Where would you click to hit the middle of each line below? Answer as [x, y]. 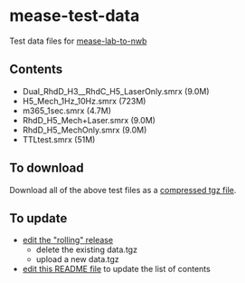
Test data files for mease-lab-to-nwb [78, 41]
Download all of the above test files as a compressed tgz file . [123, 190]
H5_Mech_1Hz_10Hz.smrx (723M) [84, 101]
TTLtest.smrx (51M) [59, 139]
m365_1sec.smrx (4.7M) [66, 111]
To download [47, 168]
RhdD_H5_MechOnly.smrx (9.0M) [85, 130]
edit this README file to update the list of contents [116, 269]
